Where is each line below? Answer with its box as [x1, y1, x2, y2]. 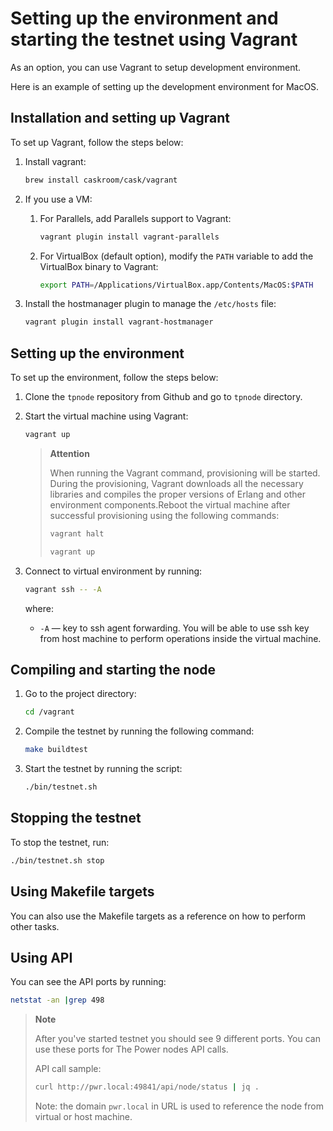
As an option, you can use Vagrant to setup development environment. [10, 61, 302, 73]
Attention [49, 447, 90, 459]
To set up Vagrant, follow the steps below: [10, 136, 184, 148]
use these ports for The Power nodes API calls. [34, 1043, 229, 1056]
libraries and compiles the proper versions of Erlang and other [49, 488, 307, 500]
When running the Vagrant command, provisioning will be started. [49, 467, 321, 479]
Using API [10, 949, 73, 966]
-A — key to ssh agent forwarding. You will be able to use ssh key [39, 622, 310, 634]
